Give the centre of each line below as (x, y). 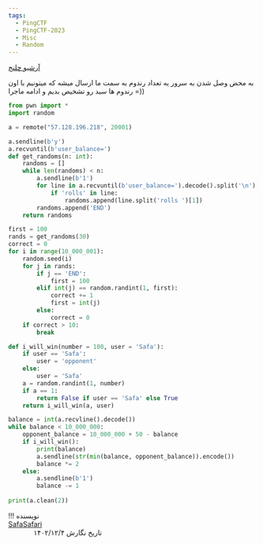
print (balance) (62, 449)
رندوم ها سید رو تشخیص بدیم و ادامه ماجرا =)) (76, 91)
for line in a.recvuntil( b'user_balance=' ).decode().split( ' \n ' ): (148, 186)
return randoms (47, 215)
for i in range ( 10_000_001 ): (56, 252)
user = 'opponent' (67, 361)
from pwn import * (38, 106)
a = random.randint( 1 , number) (74, 383)
